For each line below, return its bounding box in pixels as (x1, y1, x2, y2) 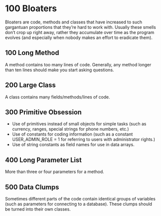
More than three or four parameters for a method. (5, 169, 105, 175)
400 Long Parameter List (5, 156, 82, 164)
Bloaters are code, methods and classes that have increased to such (5, 19, 143, 25)
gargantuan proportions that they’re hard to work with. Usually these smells (5, 24, 156, 30)
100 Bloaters (5, 3, 57, 14)
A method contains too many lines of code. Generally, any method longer (5, 61, 152, 67)
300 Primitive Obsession (5, 108, 82, 116)
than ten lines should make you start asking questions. (5, 67, 114, 73)
